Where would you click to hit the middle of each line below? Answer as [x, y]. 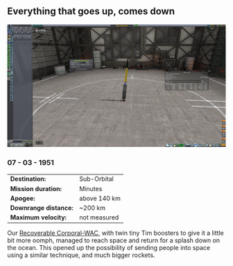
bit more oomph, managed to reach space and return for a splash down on [114, 240]
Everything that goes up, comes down [91, 11]
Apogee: [23, 198]
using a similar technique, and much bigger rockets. [81, 255]
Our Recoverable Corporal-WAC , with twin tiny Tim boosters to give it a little [115, 233]
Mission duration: [36, 188]
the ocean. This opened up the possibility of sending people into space [109, 247]
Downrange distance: [42, 208]
